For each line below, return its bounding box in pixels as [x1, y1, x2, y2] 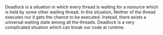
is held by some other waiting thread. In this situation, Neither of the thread [5, 9, 156, 15]
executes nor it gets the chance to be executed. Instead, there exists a [5, 14, 146, 20]
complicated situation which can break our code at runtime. [5, 24, 125, 30]
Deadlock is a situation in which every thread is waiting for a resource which [5, 4, 159, 10]
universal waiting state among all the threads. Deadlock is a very [5, 19, 135, 25]
